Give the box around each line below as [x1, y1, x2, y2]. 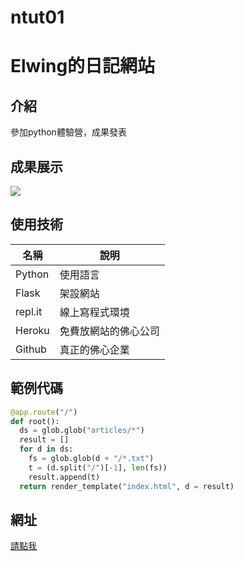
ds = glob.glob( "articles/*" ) [19, 426, 145, 436]
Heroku [15, 323, 50, 337]
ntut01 [10, 6, 65, 29]
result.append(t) [28, 472, 101, 482]
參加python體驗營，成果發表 [10, 126, 127, 138]
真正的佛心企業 [59, 342, 130, 356]
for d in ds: [19, 444, 74, 455]
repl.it [15, 304, 43, 318]
